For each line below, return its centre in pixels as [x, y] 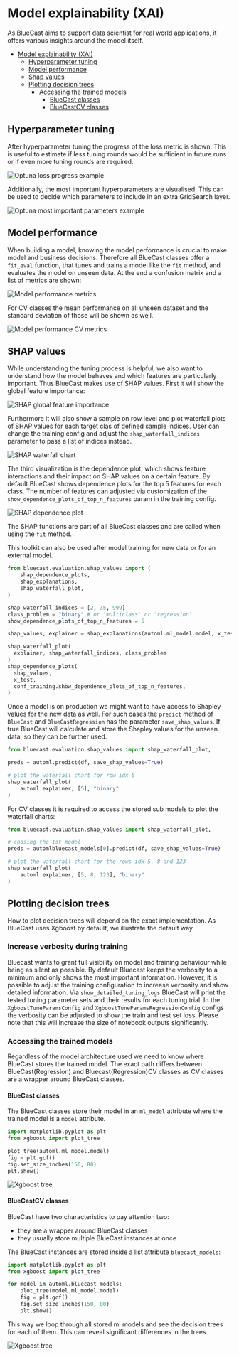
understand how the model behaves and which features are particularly [112, 376]
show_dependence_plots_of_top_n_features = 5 [76, 621]
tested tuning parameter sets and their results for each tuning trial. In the [114, 999]
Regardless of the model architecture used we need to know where [106, 1056]
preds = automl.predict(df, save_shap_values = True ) [85, 763]
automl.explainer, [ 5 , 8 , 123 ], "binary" [82, 875]
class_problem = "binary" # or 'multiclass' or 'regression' [100, 614]
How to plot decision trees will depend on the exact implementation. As [112, 921]
